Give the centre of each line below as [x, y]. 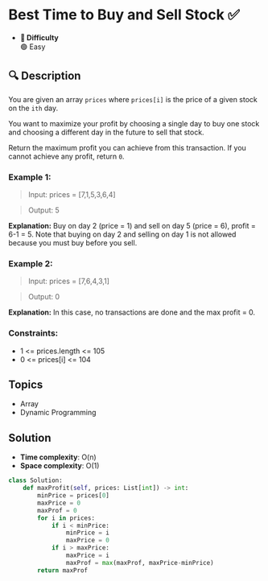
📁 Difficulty [39, 37]
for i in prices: [66, 518]
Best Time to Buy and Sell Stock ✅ [124, 15]
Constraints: [33, 333]
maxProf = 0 [58, 510]
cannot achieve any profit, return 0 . [66, 156]
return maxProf [63, 570]
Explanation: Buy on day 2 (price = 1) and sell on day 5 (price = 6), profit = [132, 226]
